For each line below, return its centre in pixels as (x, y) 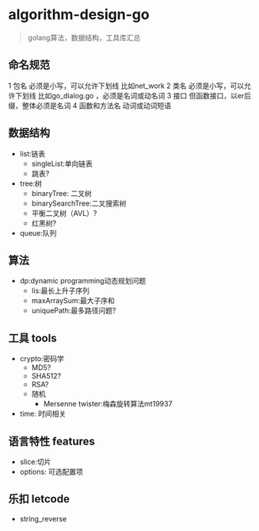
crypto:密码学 (42, 359)
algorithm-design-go (79, 15)
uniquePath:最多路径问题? (74, 310)
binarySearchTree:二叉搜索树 (79, 203)
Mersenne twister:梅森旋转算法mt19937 (108, 404)
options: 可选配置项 (51, 471)
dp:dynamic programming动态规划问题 (83, 281)
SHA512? (46, 376)
